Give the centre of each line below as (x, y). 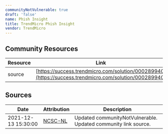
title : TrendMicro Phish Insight (40, 24)
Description (117, 109)
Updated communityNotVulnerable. (116, 117)
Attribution (56, 109)
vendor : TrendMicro (25, 28)
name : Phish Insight (27, 19)
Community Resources (42, 49)
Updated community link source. (112, 124)
